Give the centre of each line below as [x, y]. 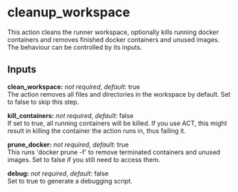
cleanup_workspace [69, 12]
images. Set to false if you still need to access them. [84, 159]
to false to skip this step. [43, 102]
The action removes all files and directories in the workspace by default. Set [119, 94]
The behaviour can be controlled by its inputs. [75, 47]
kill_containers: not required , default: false [71, 115]
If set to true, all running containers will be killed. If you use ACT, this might [117, 123]
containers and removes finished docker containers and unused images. [113, 39]
